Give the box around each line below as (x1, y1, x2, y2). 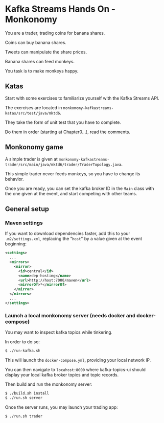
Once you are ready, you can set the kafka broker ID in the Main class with (5, 185, 154, 191)
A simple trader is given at (5, 156, 58, 162)
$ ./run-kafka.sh (5, 349, 41, 353)
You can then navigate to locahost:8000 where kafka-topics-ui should (5, 366, 146, 373)
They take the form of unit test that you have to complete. (5, 119, 121, 125)
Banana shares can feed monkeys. (5, 58, 75, 64)
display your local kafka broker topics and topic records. (5, 372, 119, 377)
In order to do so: (5, 339, 40, 345)
